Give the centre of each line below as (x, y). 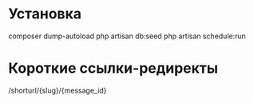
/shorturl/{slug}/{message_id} (58, 90)
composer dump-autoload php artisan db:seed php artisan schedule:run (127, 36)
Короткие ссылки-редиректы (113, 68)
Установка (45, 14)
